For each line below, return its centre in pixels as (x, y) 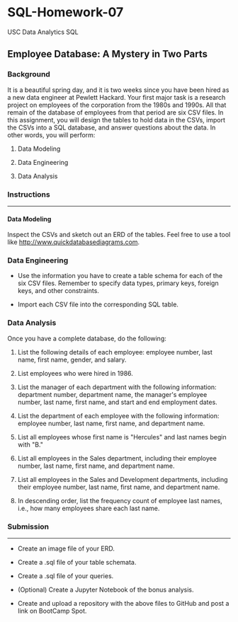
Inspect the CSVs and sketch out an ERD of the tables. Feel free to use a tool (119, 235)
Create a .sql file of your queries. (66, 576)
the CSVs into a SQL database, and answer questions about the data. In (112, 127)
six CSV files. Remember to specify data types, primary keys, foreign (118, 283)
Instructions (29, 194)
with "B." (30, 444)
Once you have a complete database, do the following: (87, 338)
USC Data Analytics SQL (43, 32)
